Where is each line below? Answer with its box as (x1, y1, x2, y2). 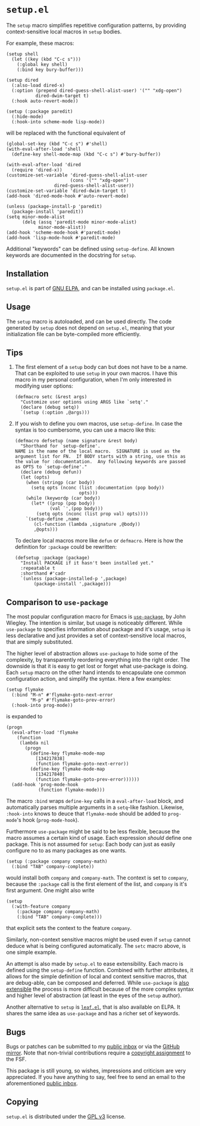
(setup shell (6, 51, 39, 57)
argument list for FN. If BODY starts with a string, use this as (14, 454, 186, 460)
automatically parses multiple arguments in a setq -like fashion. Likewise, (6, 804, 185, 811)
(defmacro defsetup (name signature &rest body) (14, 438, 138, 444)
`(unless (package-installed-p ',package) (20, 576, 127, 582)
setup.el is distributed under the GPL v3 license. (6, 1113, 126, 1120)
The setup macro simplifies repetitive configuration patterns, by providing (6, 21, 186, 29)
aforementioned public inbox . (6, 1080, 79, 1087)
